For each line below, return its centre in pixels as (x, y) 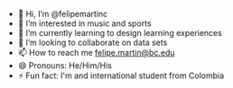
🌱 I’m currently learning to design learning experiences (120, 33)
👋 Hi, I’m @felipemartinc (63, 14)
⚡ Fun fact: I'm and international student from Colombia (121, 75)
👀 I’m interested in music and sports (84, 23)
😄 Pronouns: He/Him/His (65, 66)
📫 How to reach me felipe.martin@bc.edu (96, 53)
